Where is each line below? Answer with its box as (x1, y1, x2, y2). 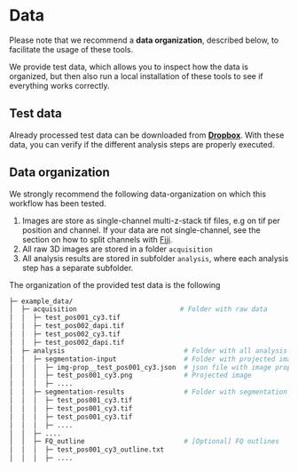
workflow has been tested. (9, 197, 106, 209)
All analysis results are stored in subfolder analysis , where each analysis (21, 252, 289, 263)
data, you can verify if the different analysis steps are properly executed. (9, 139, 275, 149)
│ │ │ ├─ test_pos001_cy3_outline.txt (9, 445, 165, 454)
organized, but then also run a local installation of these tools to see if (9, 70, 263, 81)
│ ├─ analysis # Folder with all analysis (9, 346, 288, 355)
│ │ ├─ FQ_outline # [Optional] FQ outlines (9, 437, 279, 446)
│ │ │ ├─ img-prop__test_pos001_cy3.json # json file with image (9, 363, 272, 371)
